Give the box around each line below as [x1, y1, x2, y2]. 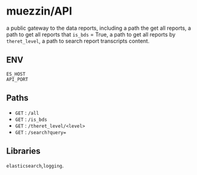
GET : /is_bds [15, 115, 47, 123]
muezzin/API [6, 4, 73, 18]
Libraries [6, 146, 41, 156]
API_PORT [6, 76, 28, 83]
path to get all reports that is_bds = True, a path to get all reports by [6, 30, 176, 38]
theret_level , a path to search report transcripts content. [6, 37, 150, 44]
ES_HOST [6, 71, 26, 77]
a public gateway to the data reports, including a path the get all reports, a [6, 24, 192, 32]
